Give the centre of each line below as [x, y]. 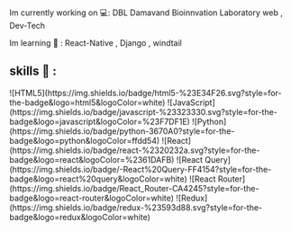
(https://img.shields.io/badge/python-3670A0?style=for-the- [122, 131]
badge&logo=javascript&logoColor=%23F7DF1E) [100, 121]
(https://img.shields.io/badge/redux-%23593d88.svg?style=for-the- [136, 207]
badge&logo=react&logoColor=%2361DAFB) [92, 159]
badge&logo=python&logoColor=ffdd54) [85, 140]
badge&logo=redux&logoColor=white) [80, 217]
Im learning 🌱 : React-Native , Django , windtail [96, 43]
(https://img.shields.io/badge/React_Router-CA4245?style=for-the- [134, 188]
